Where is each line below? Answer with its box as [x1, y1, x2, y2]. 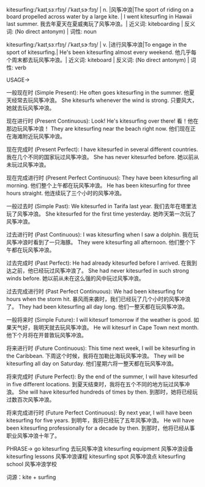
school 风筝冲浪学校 [6, 461, 57, 467]
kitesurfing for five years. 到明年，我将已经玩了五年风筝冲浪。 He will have [6, 417, 195, 424]
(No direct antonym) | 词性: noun [14, 28, 97, 35]
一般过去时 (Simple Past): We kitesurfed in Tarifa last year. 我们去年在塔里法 [6, 203, 197, 209]
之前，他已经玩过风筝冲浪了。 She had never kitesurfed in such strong [11, 267, 190, 274]
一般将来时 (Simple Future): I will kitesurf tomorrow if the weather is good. [6, 316, 193, 323]
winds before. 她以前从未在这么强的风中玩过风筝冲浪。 [6, 275, 145, 282]
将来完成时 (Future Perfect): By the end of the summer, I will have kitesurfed [6, 373, 198, 380]
